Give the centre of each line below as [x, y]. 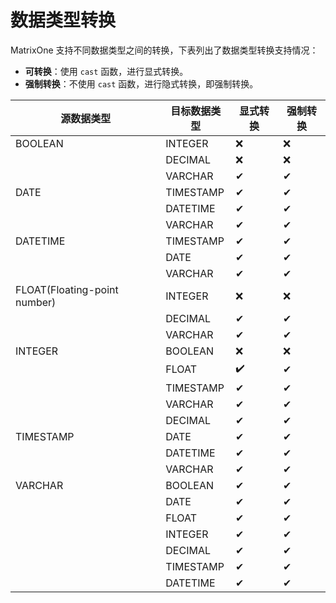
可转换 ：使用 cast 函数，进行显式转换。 [106, 71]
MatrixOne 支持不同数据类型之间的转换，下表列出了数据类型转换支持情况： [164, 50]
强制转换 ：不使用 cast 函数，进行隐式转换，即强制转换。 [141, 83]
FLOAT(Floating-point [67, 289]
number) [36, 302]
